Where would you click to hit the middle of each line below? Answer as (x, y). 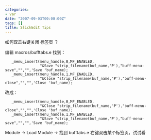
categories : (17, 9)
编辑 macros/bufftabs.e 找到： (35, 52)
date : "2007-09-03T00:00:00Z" (36, 18)
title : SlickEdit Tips (28, 28)
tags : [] (14, 23)
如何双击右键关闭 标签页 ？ (32, 42)
